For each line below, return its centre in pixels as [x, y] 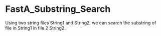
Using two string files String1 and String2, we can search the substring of [81, 23]
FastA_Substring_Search [58, 9]
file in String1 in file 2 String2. [36, 28]
